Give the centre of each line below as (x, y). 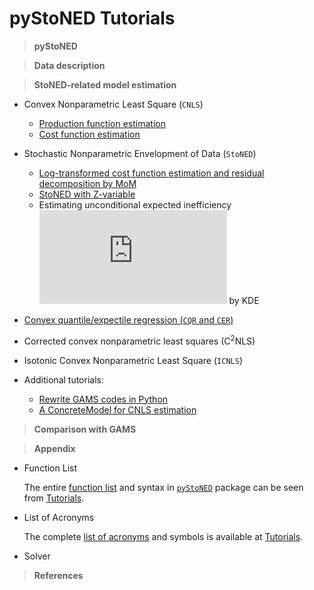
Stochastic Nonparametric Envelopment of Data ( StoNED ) (140, 153)
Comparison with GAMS (85, 429)
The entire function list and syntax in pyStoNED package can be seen (163, 487)
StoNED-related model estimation (105, 84)
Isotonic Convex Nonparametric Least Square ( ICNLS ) (133, 360)
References (58, 575)
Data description (69, 65)
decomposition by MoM (87, 183)
